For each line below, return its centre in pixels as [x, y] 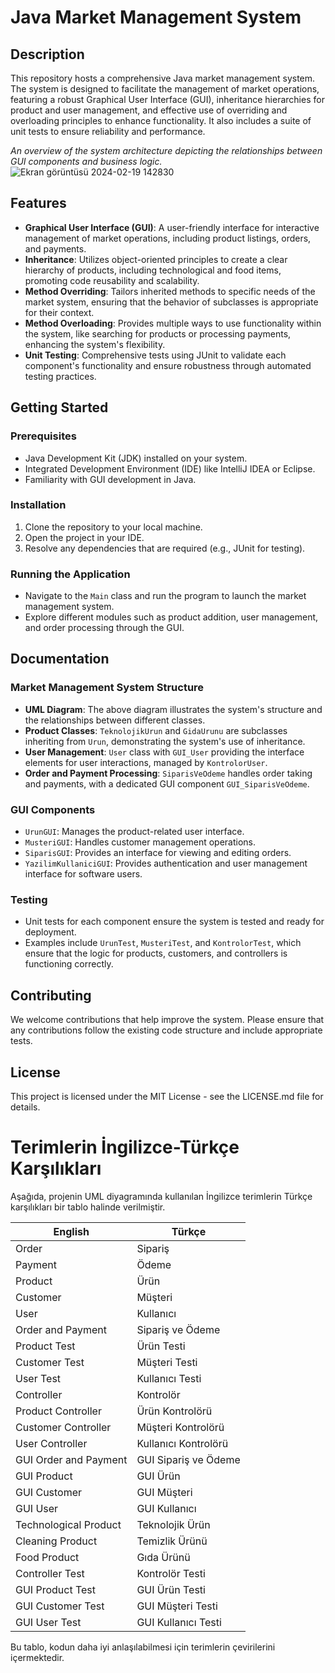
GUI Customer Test [60, 1606]
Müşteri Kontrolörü [180, 1427]
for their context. [59, 312]
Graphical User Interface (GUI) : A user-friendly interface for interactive [172, 227]
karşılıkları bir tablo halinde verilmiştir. [88, 1207]
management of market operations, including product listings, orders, [168, 238]
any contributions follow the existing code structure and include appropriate [166, 1030]
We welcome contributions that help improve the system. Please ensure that [167, 1020]
